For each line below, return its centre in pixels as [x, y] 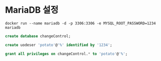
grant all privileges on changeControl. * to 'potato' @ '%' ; [66, 54]
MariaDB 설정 [32, 10]
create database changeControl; [38, 36]
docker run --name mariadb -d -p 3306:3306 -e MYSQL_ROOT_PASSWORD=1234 [80, 23]
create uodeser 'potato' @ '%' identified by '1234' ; [59, 45]
